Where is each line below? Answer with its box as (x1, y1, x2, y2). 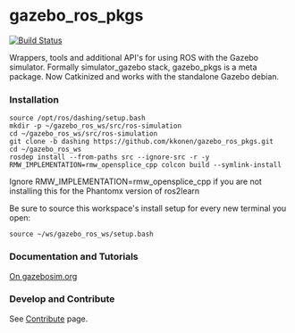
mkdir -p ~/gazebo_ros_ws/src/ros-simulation (9, 121, 181, 130)
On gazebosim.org (9, 271, 78, 281)
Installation (9, 93, 60, 105)
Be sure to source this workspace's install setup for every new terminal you (9, 203, 287, 214)
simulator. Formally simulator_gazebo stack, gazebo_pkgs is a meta (9, 62, 257, 72)
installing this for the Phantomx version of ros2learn (9, 186, 200, 196)
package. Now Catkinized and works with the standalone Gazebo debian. (9, 71, 280, 81)
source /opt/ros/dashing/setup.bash (9, 113, 146, 123)
